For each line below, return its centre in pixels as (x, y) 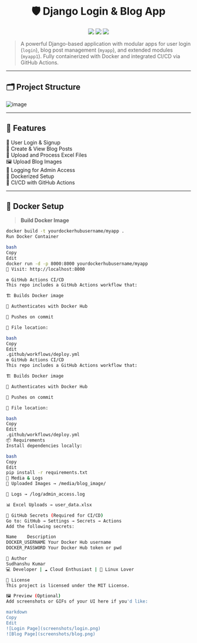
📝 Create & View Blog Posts (39, 149)
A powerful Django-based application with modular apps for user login (106, 43)
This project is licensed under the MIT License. (68, 585)
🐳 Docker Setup (35, 206)
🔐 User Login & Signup (33, 142)
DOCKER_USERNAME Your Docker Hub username (59, 543)
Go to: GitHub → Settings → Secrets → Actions (64, 521)
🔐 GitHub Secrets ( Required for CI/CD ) (55, 515)
